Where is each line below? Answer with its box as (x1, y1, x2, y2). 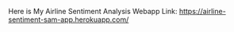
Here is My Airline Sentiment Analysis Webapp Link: (8, 7, 178, 16)
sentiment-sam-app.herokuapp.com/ (8, 15, 129, 24)
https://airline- (178, 7, 226, 16)
